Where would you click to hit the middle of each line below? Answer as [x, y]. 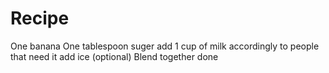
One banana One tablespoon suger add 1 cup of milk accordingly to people [165, 46]
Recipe [40, 18]
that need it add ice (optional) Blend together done [114, 56]
